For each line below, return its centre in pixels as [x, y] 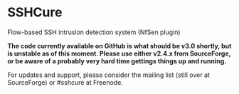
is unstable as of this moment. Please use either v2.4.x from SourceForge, [119, 53]
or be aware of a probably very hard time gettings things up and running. [117, 61]
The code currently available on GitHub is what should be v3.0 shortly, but [119, 46]
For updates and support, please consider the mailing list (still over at [108, 75]
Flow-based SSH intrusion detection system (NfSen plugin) [94, 32]
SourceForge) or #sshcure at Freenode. [65, 82]
